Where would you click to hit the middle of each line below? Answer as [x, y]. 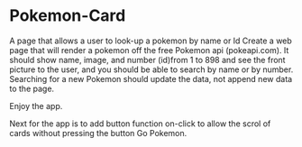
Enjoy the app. [36, 106]
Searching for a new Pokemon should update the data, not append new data [151, 78]
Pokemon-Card [68, 16]
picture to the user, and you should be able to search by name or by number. [151, 69]
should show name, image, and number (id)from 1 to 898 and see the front [147, 60]
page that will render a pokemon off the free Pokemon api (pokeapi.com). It [149, 50]
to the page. [32, 88]
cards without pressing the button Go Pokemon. [98, 133]
